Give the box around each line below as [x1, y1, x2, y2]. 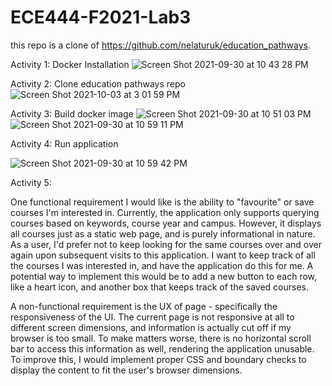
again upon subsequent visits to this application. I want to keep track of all [10, 249, 316, 261]
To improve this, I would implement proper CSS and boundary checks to [10, 353, 307, 365]
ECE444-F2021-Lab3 [10, 6, 192, 29]
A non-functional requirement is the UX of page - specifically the [10, 300, 278, 312]
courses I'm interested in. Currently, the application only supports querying [10, 206, 320, 218]
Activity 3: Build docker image [10, 107, 134, 120]
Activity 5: [10, 176, 52, 188]
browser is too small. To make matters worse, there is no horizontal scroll [10, 332, 312, 344]
